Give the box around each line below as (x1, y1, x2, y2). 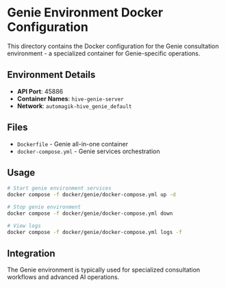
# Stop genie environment (7, 204, 81, 211)
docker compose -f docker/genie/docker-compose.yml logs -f (7, 228, 183, 235)
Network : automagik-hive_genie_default (16, 101, 132, 110)
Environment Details (7, 69, 96, 81)
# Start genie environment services (7, 185, 112, 192)
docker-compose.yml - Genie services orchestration (16, 147, 160, 155)
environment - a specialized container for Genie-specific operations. (7, 49, 201, 57)
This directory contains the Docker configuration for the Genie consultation (7, 42, 219, 50)
